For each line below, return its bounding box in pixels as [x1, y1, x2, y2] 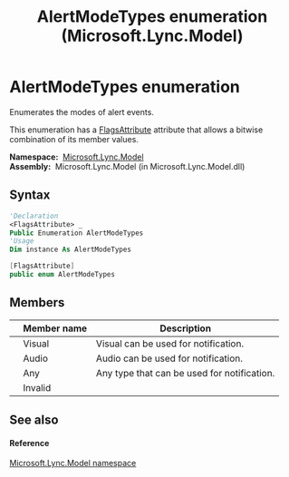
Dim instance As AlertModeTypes [9, 245, 131, 255]
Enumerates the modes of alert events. [9, 106, 154, 117]
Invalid [23, 381, 52, 394]
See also [9, 413, 59, 428]
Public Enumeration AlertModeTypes [9, 229, 144, 238]
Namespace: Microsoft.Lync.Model [9, 151, 144, 162]
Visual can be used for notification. [95, 337, 245, 350]
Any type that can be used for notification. [95, 366, 275, 379]
